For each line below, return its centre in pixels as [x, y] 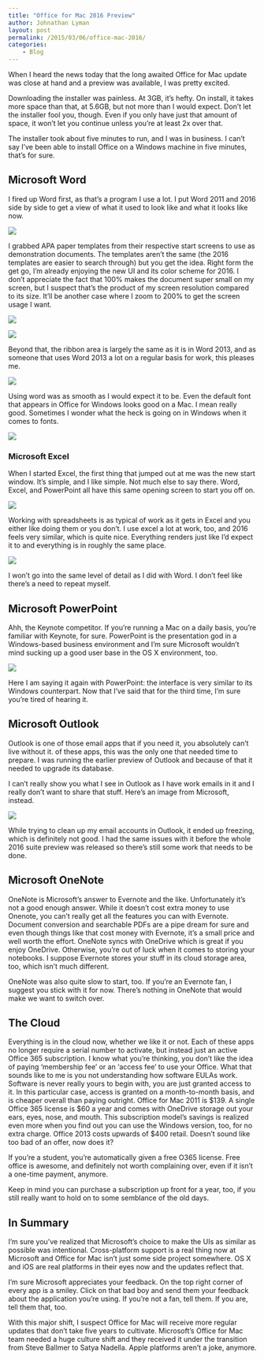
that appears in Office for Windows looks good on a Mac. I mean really [123, 404]
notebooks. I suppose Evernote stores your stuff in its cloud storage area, [127, 957]
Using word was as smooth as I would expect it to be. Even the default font [130, 396]
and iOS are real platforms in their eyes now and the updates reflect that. [126, 1267]
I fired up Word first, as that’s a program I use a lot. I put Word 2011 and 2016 [132, 199]
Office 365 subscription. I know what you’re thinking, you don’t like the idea [131, 1059]
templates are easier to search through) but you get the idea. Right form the [131, 262]
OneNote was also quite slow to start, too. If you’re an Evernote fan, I [120, 981]
